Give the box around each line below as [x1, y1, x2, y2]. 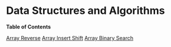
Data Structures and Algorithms [6, 4, 165, 17]
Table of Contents [6, 23, 51, 30]
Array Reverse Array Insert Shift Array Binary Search [6, 34, 134, 41]
